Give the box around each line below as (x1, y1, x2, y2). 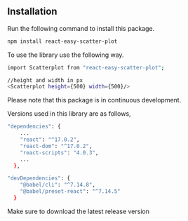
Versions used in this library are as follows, (7, 109, 131, 118)
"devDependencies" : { (7, 175, 71, 182)
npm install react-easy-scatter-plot (7, 38, 118, 45)
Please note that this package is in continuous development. (7, 96, 182, 105)
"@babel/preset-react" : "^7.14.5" (20, 188, 121, 195)
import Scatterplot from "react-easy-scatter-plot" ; (7, 64, 165, 71)
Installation (7, 6, 58, 18)
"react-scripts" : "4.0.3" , (20, 149, 99, 156)
